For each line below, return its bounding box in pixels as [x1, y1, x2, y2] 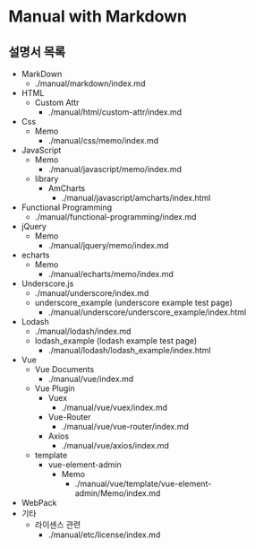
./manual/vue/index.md [47, 374, 134, 384]
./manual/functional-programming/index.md [34, 212, 197, 222]
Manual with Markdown [8, 6, 187, 27]
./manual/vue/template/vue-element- [74, 478, 212, 489]
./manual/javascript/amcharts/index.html [61, 193, 211, 203]
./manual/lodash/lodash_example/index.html [47, 345, 211, 355]
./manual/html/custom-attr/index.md [47, 107, 183, 117]
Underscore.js [21, 278, 74, 289]
